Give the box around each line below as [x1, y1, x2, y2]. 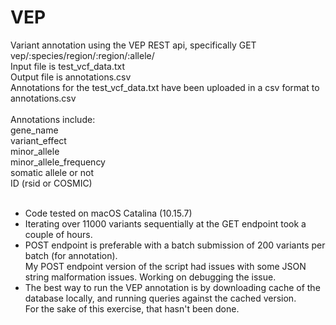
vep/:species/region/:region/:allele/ [10, 49, 155, 61]
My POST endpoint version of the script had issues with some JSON [24, 260, 307, 272]
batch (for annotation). [24, 249, 118, 261]
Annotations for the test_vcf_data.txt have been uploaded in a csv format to [10, 81, 320, 93]
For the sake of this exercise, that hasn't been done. [24, 302, 240, 315]
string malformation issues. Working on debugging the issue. [24, 271, 277, 283]
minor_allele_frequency [10, 156, 106, 168]
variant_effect [10, 134, 67, 146]
